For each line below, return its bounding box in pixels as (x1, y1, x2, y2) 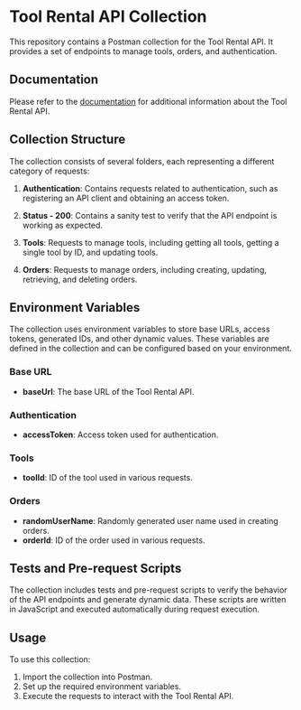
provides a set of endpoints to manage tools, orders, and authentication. (9, 45, 278, 56)
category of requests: (9, 165, 90, 176)
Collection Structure (9, 132, 126, 147)
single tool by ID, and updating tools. (22, 247, 159, 257)
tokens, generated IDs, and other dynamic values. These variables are (9, 333, 269, 344)
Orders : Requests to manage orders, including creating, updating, (22, 264, 268, 275)
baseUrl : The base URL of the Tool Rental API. (22, 386, 195, 397)
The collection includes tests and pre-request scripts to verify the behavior (9, 584, 287, 595)
